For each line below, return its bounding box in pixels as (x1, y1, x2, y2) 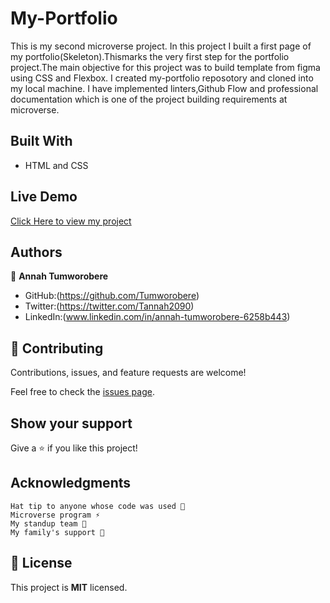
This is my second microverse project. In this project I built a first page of (10, 40, 312, 52)
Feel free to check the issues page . (10, 386, 155, 398)
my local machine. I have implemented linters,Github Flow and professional (10, 82, 319, 94)
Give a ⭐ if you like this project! (10, 442, 138, 454)
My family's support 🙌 (10, 527, 105, 537)
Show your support (10, 415, 133, 432)
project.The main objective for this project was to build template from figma (10, 61, 321, 73)
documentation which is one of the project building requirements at (10, 93, 288, 105)
